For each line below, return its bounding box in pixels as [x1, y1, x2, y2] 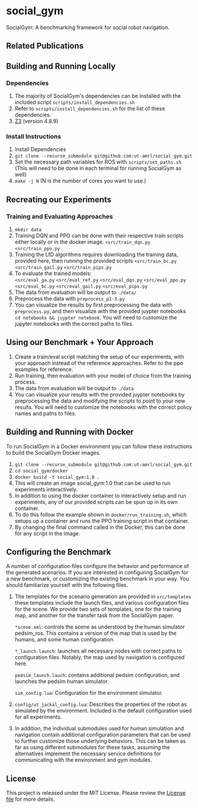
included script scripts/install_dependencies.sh [14, 99, 135, 106]
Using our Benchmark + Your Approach [6, 337, 154, 347]
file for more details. [6, 796, 55, 803]
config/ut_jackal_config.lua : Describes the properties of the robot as [14, 701, 187, 708]
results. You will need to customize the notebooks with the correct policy [14, 403, 192, 410]
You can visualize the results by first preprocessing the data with [14, 301, 173, 308]
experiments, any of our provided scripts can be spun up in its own [14, 498, 178, 505]
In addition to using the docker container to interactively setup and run [14, 492, 186, 499]
